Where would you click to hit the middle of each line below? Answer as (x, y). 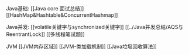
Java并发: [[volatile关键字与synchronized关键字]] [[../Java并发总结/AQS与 (95, 27)
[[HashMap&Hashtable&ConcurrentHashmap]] (62, 15)
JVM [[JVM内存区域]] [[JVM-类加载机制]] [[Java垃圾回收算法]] (81, 46)
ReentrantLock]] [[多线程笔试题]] (45, 34)
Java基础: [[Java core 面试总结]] (45, 8)
